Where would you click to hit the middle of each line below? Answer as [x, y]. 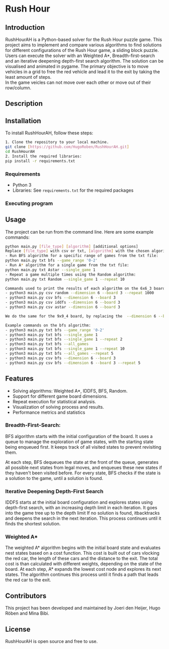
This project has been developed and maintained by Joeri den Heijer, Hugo [83, 608]
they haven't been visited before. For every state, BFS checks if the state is [83, 473]
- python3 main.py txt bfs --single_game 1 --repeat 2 [64, 339]
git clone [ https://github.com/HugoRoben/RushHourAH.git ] [67, 147]
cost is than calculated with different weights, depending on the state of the [83, 564]
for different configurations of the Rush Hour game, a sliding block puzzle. [82, 50]
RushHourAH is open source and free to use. [52, 641]
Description [24, 104]
